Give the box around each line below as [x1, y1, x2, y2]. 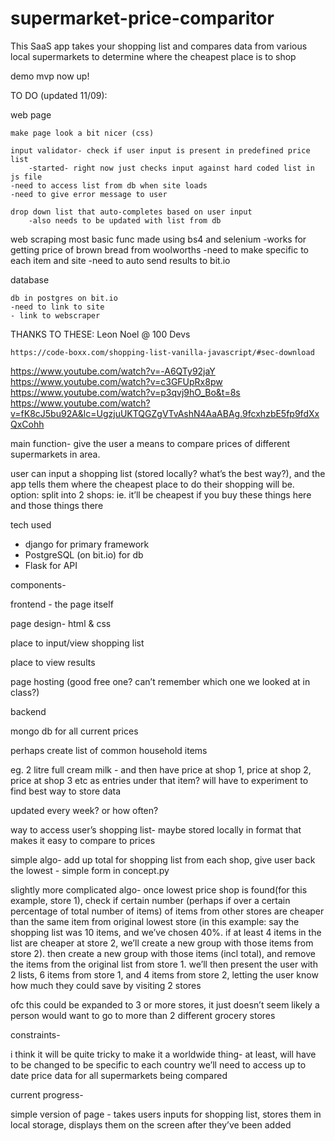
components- [10, 578, 67, 591]
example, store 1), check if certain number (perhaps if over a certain [10, 894, 291, 906]
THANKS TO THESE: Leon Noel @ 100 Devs [10, 328, 191, 340]
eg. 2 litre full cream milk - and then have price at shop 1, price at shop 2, [10, 763, 312, 776]
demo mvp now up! [10, 70, 90, 82]
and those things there [10, 499, 104, 511]
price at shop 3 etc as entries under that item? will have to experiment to [10, 774, 309, 786]
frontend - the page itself [10, 598, 114, 610]
